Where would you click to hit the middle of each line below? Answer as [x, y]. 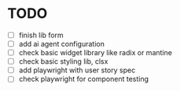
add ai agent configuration [62, 44]
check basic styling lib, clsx [63, 61]
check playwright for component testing [84, 79]
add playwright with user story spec [77, 70]
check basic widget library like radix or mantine [95, 53]
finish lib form [41, 35]
